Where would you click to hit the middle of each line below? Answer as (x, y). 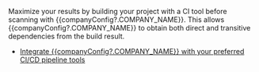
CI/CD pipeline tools (52, 59)
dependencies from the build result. (67, 36)
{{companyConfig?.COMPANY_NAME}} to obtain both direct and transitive (129, 28)
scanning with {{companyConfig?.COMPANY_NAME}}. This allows (116, 20)
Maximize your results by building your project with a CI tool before (118, 11)
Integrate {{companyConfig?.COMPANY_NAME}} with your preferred (132, 51)
